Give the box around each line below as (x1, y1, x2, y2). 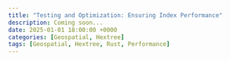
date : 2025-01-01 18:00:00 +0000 (8, 26, 118, 34)
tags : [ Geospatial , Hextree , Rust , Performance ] (8, 41, 170, 48)
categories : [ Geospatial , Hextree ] (8, 33, 125, 41)
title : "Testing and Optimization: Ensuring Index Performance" (8, 11, 223, 19)
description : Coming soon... (8, 19, 104, 26)
